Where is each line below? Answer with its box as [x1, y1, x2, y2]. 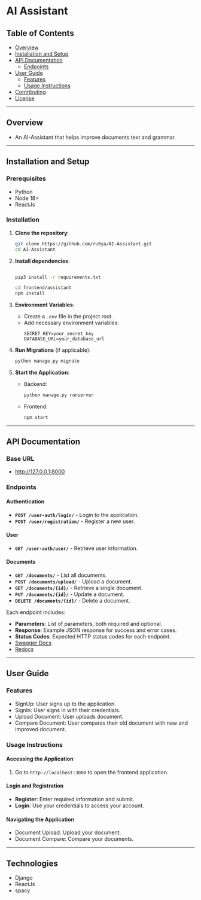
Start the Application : [14, 369, 70, 376]
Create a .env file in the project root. [23, 313, 114, 320]
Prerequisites [6, 175, 46, 183]
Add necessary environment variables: [23, 319, 120, 327]
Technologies [6, 858, 59, 868]
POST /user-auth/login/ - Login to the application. [14, 511, 139, 518]
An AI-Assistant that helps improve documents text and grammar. [14, 133, 176, 141]
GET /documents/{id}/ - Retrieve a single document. [14, 585, 143, 592]
